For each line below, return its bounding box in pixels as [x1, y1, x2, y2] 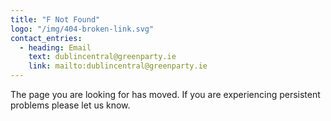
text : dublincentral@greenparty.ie [28, 52, 177, 62]
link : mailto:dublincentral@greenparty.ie [28, 61, 208, 71]
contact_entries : [10, 33, 83, 43]
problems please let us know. [10, 99, 131, 111]
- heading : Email [19, 42, 92, 53]
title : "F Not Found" [10, 14, 101, 25]
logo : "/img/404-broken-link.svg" [10, 24, 155, 34]
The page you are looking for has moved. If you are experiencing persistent [10, 89, 321, 100]
